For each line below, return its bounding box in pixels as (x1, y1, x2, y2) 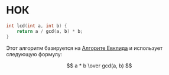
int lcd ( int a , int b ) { (6, 23, 67, 29)
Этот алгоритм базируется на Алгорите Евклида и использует (6, 45, 163, 52)
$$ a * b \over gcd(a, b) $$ (66, 62, 132, 69)
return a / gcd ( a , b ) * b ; (17, 28, 83, 34)
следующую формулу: (6, 50, 63, 57)
